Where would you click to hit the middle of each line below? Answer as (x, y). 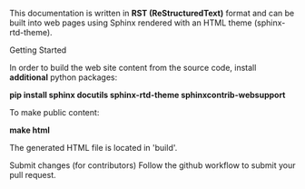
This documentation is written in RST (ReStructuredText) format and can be (152, 13)
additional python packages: (64, 77)
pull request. (33, 175)
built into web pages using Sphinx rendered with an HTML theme (131, 23)
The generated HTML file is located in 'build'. (93, 148)
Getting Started (38, 50)
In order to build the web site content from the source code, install (133, 68)
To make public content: (54, 112)
